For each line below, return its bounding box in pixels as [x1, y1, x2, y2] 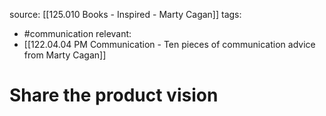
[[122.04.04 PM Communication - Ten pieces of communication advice [23, 39, 316, 50]
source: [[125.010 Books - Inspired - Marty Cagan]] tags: [9, 9, 242, 20]
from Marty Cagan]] [23, 49, 107, 61]
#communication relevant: [23, 28, 132, 39]
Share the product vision [9, 84, 219, 107]
